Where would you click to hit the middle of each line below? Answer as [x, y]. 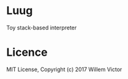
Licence [27, 52]
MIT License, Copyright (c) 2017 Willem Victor [64, 69]
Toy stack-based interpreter [42, 28]
